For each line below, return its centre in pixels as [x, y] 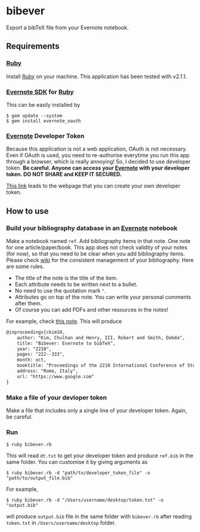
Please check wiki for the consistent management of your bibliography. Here [100, 260]
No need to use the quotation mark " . [60, 290]
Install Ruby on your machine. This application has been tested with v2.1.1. [97, 76]
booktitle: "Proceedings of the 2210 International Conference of [101, 365]
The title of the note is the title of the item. [66, 278]
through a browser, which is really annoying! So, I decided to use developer [99, 162]
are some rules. [25, 266]
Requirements [33, 46]
